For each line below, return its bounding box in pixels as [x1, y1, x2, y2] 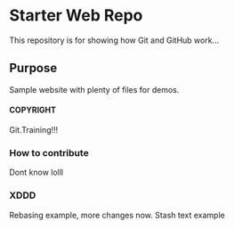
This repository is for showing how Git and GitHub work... [9, 35, 220, 45]
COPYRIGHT [9, 104, 56, 116]
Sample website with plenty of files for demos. [9, 84, 180, 94]
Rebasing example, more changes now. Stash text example [9, 209, 225, 220]
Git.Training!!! [9, 124, 59, 135]
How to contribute [9, 146, 89, 159]
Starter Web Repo [9, 5, 143, 26]
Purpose [9, 61, 58, 76]
